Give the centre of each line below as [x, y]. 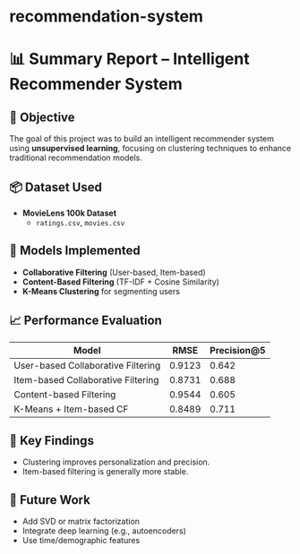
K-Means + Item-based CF [71, 409]
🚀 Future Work [50, 500]
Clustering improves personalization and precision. [116, 462]
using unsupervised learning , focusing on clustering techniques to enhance [150, 149]
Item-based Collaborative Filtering [86, 379]
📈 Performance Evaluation [86, 321]
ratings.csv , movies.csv [80, 222]
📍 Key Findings [51, 441]
